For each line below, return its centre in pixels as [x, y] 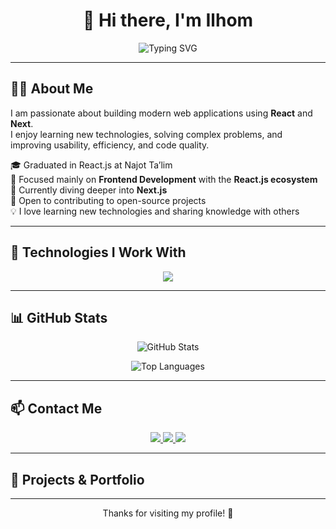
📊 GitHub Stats [59, 317]
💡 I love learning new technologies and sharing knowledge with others [155, 211]
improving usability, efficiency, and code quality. [110, 145]
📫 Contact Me [56, 408]
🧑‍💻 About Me [52, 89]
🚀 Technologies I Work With [98, 252]
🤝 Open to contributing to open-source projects [108, 200]
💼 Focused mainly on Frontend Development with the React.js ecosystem [164, 179]
